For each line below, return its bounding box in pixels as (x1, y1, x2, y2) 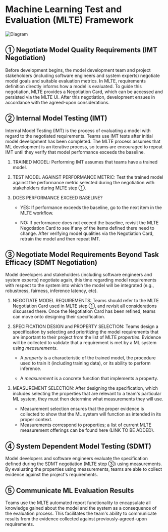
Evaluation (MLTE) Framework (5, 14, 134, 26)
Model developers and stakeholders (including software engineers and (5, 272, 152, 278)
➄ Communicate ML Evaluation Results (5, 486, 134, 495)
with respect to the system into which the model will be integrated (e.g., (5, 282, 154, 289)
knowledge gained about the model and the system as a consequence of (5, 505, 157, 511)
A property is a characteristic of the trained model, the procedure (20, 355, 156, 361)
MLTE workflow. (20, 210, 54, 216)
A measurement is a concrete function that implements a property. (20, 376, 158, 382)
